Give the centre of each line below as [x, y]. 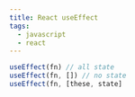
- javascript [42, 34]
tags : [19, 26]
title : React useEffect [54, 18]
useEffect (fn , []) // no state [68, 76]
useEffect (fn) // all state [62, 67]
